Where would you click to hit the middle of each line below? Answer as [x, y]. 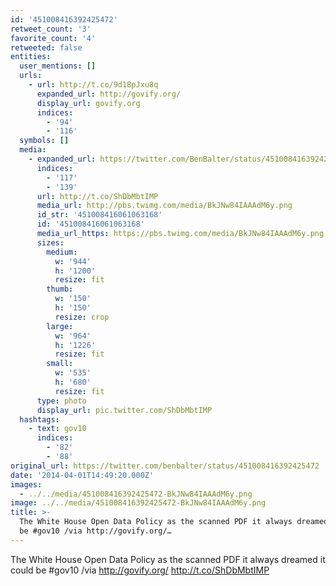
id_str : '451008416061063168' [99, 215]
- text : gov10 [57, 429]
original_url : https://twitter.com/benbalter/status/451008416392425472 [165, 466]
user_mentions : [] [58, 66]
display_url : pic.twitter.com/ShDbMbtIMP [124, 410]
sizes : [50, 242]
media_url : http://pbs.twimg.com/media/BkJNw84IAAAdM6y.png [164, 206]
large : [60, 326]
